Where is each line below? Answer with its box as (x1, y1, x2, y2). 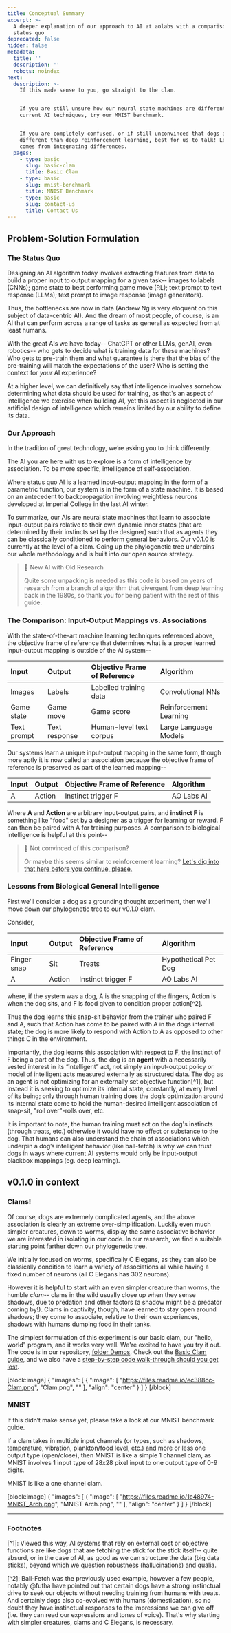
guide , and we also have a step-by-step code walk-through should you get (7, 1355, 219, 1363)
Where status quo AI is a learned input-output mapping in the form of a (7, 478, 208, 486)
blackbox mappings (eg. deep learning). (7, 1156, 120, 1164)
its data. (7, 411, 30, 419)
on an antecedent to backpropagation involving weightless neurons (7, 493, 198, 501)
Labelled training (91, 682, 146, 692)
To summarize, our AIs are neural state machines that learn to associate (7, 514, 210, 522)
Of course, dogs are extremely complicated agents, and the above (7, 1212, 195, 1221)
